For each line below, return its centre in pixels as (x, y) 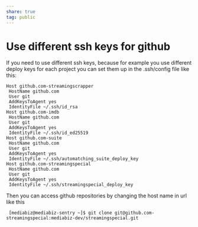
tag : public (21, 17)
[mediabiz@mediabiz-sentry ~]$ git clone (60, 213)
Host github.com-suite (34, 138)
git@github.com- (134, 213)
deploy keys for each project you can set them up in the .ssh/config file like (98, 69)
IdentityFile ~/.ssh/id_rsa (43, 107)
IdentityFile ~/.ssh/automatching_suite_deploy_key (74, 159)
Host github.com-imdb (33, 112)
